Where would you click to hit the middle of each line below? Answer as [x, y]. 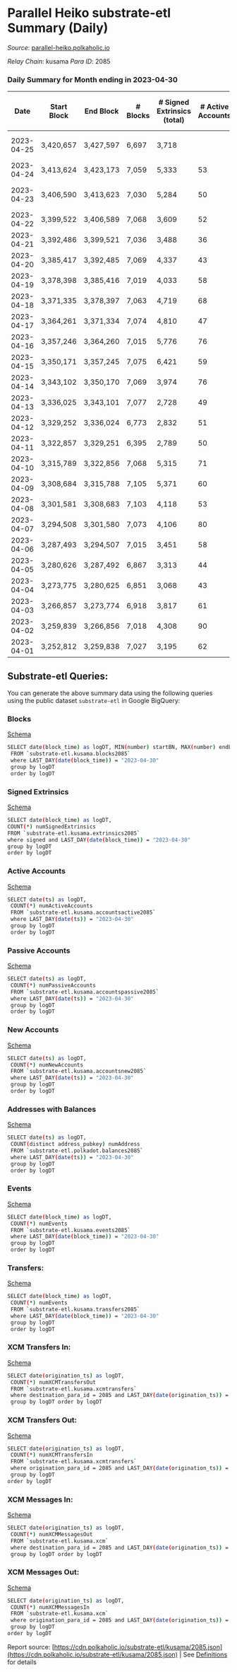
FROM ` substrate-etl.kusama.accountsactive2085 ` [83, 913]
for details [22, 1662]
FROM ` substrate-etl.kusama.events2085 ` [71, 1230]
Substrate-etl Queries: [58, 676]
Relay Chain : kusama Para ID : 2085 [59, 61]
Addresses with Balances [52, 1109]
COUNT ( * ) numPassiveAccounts [53, 985]
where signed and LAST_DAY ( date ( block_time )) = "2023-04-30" [99, 840]
